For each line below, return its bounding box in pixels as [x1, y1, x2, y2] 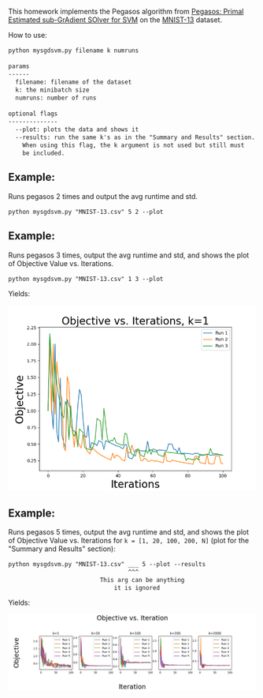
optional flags [8, 110, 58, 118]
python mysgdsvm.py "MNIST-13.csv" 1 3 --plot [8, 275, 164, 283]
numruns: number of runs [15, 94, 97, 102]
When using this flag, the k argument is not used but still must [22, 141, 245, 149]
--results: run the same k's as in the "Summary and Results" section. [15, 133, 256, 141]
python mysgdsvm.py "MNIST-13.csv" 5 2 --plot [8, 208, 164, 216]
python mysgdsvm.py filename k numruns [8, 47, 139, 54]
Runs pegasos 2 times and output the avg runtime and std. [8, 191, 198, 201]
